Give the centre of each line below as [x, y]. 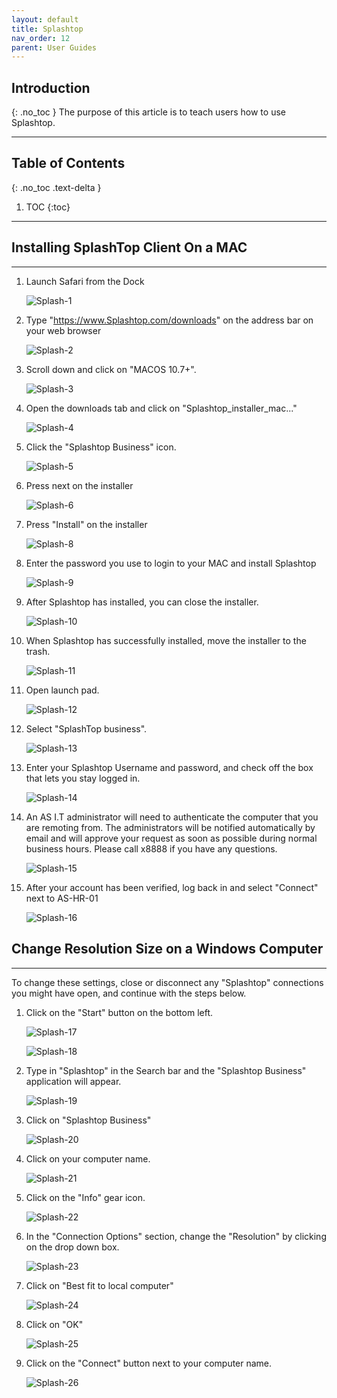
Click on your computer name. [88, 1158]
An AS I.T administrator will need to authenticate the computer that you [172, 817]
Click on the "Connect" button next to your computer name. [149, 1363]
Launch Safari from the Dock [85, 281]
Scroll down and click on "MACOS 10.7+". [111, 369]
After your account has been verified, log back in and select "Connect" [172, 887]
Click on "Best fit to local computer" [99, 1285]
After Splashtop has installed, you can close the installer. [142, 602]
